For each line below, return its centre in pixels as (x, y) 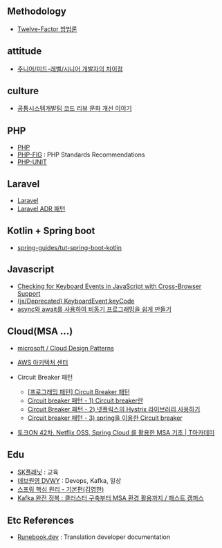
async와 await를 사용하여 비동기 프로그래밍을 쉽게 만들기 (94, 309)
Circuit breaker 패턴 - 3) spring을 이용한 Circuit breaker (105, 418)
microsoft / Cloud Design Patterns (65, 348)
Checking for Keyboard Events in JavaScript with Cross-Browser (109, 286)
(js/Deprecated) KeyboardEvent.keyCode (76, 301)
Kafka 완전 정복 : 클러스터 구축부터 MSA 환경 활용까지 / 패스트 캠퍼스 (110, 498)
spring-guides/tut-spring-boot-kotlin (70, 247)
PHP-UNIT (32, 162)
